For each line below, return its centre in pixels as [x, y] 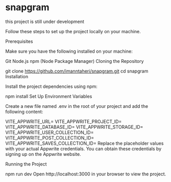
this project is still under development [45, 21]
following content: [24, 111]
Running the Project [26, 164]
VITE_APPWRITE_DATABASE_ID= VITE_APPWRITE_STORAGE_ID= [74, 127]
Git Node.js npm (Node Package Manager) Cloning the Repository [75, 61]
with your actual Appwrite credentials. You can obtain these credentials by [83, 149]
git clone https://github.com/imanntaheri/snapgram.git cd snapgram [77, 71]
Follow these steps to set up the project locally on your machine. [73, 31]
